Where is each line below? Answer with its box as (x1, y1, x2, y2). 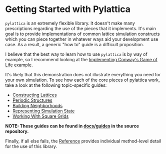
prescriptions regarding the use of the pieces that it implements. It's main (5, 25, 156, 31)
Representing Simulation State (12, 108, 75, 114)
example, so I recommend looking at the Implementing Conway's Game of (5, 56, 157, 62)
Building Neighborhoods (12, 102, 63, 108)
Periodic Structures (12, 97, 52, 103)
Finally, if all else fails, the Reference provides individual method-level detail (5, 138, 161, 144)
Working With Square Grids (12, 113, 69, 119)
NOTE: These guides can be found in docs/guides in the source (5, 123, 139, 129)
